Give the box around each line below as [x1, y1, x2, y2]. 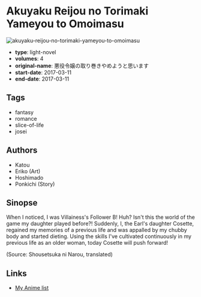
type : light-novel [14, 48, 56, 55]
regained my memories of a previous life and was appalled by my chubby [6, 227, 187, 234]
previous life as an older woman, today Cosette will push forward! [6, 239, 169, 246]
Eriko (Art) [14, 167, 41, 175]
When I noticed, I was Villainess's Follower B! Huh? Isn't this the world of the [6, 213, 195, 221]
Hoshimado [14, 174, 44, 181]
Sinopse [6, 197, 38, 208]
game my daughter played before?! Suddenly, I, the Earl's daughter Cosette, [6, 220, 194, 227]
